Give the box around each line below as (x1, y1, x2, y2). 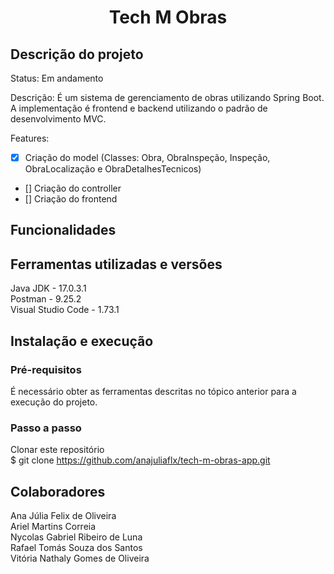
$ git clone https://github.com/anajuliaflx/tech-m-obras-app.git (10, 454, 271, 466)
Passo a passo (10, 421, 82, 435)
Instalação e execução (10, 332, 154, 350)
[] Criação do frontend (24, 193, 118, 205)
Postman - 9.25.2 (10, 293, 82, 305)
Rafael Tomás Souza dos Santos (10, 542, 143, 554)
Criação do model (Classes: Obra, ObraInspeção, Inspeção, (24, 152, 271, 163)
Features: (10, 132, 50, 144)
